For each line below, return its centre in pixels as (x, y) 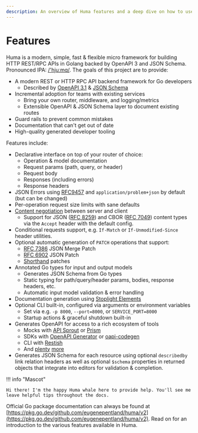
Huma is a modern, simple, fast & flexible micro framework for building (92, 57)
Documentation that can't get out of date (64, 125)
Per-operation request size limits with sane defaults (77, 204)
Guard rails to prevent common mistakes (64, 119)
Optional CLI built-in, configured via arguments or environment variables (102, 305)
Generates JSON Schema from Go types (72, 274)
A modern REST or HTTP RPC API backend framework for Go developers (103, 81)
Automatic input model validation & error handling (84, 292)
